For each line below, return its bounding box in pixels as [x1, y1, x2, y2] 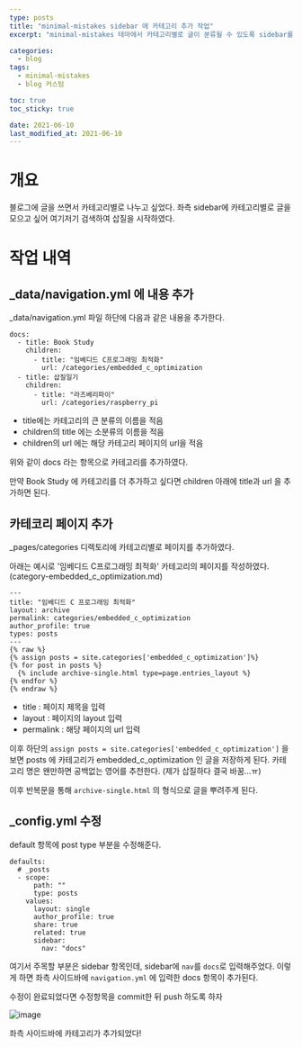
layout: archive [9, 606, 70, 615]
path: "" [32, 880, 67, 889]
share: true [32, 920, 78, 929]
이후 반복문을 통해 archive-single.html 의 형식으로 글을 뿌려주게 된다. [9, 785, 259, 795]
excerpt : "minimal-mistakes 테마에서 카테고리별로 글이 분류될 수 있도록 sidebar [9, 30, 288, 39]
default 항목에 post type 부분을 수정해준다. [9, 839, 162, 850]
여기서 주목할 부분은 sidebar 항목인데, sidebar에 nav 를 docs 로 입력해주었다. [9, 961, 275, 971]
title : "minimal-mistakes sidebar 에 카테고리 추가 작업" [9, 22, 214, 31]
